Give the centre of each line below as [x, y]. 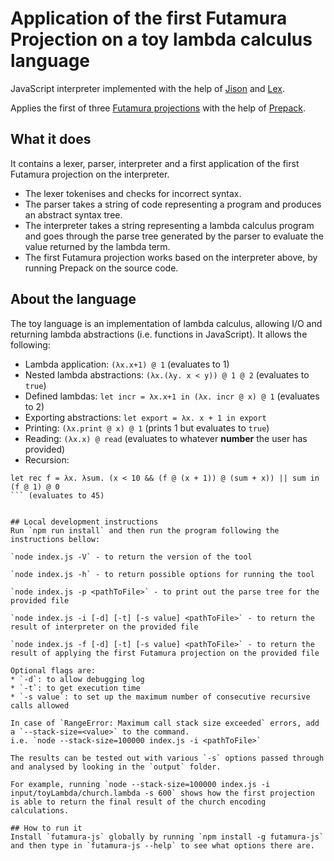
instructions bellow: [55, 539]
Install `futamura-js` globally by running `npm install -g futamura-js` [167, 837]
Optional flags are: [53, 670]
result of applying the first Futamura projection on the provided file [165, 653]
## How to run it [46, 828]
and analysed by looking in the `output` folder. [116, 767]
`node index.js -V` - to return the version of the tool [131, 557]
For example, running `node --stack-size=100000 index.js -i [140, 784]
